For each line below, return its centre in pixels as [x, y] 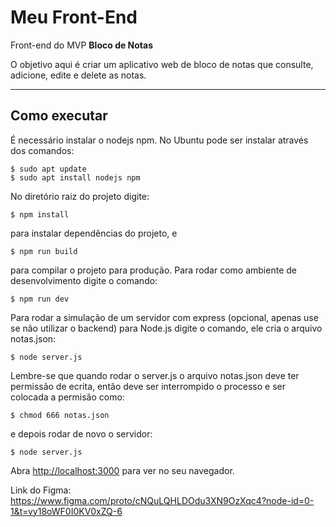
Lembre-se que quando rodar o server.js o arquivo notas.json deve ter [155, 375]
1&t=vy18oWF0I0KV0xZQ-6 [66, 511]
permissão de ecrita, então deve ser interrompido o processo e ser [148, 386]
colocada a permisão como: [67, 397]
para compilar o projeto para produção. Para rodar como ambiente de [153, 270]
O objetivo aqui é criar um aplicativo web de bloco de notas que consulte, [162, 64]
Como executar [59, 116]
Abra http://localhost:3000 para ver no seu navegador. [122, 470]
